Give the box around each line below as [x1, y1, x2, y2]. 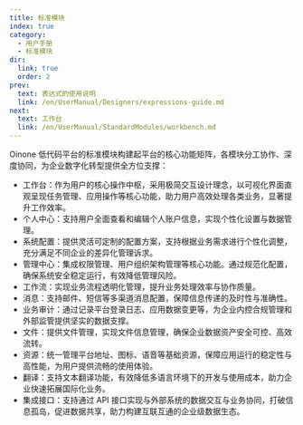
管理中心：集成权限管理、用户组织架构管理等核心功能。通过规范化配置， [22, 259, 292, 269]
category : [9, 30, 47, 39]
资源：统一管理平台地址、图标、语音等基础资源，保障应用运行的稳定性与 [22, 350, 292, 360]
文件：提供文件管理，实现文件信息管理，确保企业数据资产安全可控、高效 [22, 327, 292, 337]
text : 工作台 [17, 114, 62, 123]
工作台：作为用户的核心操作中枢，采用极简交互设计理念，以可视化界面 [22, 179, 285, 190]
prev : [9, 81, 30, 90]
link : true [17, 64, 59, 73]
